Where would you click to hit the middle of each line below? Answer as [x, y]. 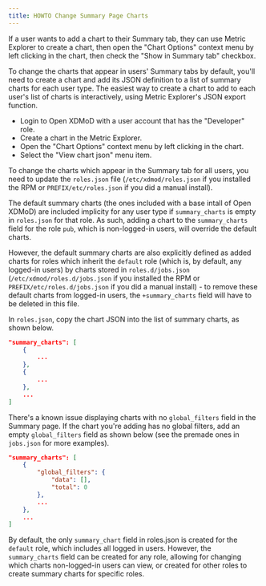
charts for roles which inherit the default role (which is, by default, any [125, 261]
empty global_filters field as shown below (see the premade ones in [124, 434]
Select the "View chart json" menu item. [86, 155]
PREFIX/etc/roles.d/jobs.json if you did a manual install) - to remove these [133, 286]
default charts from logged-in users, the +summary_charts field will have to [130, 295]
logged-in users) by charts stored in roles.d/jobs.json [99, 269]
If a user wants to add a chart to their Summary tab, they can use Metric [127, 38]
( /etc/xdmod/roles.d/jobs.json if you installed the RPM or [104, 278]
